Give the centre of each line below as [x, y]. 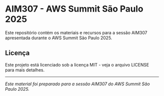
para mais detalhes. [25, 70]
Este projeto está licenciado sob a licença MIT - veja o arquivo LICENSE [77, 64]
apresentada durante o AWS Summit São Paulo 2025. [59, 38]
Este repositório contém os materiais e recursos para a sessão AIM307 [76, 32]
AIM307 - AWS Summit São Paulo [74, 9]
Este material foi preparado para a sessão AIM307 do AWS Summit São [78, 84]
